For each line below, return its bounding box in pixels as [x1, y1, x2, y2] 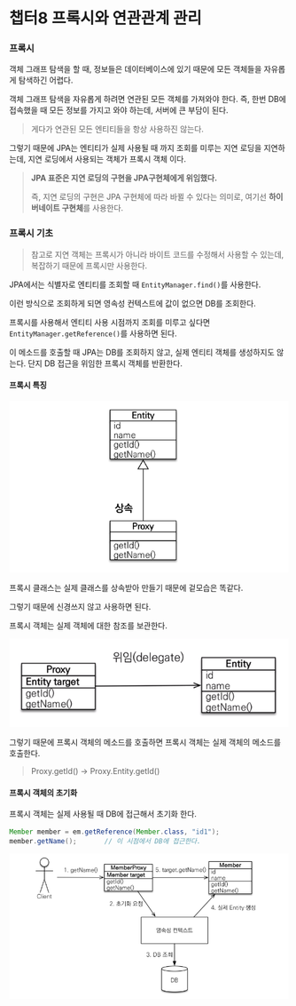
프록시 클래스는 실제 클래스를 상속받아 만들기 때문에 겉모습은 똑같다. [9, 583, 244, 594]
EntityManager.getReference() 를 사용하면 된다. [9, 328, 177, 339]
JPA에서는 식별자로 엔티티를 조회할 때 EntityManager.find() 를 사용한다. [9, 279, 261, 290]
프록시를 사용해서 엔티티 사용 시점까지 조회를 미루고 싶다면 [9, 316, 211, 327]
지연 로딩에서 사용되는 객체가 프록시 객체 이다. [27, 154, 186, 164]
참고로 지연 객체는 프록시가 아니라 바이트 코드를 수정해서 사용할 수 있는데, [30, 249, 284, 259]
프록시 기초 [9, 228, 54, 240]
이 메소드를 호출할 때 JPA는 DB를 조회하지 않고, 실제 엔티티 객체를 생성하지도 [9, 347, 275, 357]
